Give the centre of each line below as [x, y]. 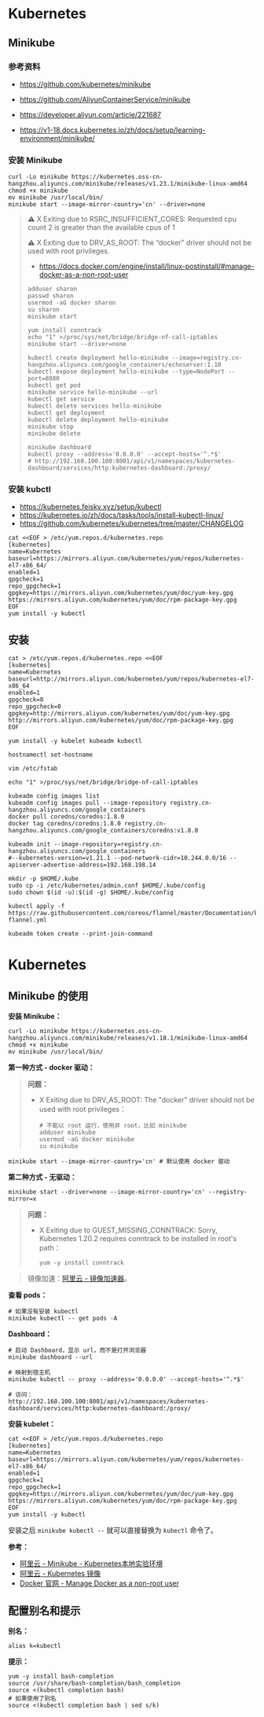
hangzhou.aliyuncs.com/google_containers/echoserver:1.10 [124, 365]
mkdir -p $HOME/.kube [44, 879]
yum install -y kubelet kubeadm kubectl [75, 741]
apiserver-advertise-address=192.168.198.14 [82, 865]
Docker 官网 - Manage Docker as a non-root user [99, 1583]
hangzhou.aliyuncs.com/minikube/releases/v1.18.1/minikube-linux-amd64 [128, 1038]
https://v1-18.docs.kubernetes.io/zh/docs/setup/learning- [112, 130]
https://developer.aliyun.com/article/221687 [90, 114]
